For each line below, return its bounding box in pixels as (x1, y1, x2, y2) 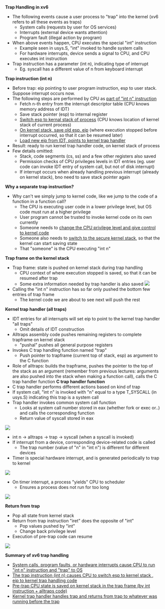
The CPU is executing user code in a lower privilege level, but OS (19, 204, 152, 209)
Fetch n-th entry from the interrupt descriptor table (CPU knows (19, 101, 149, 106)
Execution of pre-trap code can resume (12, 534, 93, 539)
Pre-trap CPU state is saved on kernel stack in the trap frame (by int (12, 583, 150, 588)
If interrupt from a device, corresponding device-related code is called (12, 440, 156, 445)
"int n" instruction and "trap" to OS (12, 567, 83, 573)
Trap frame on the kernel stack (5, 255, 69, 261)
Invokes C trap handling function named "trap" (12, 347, 107, 353)
